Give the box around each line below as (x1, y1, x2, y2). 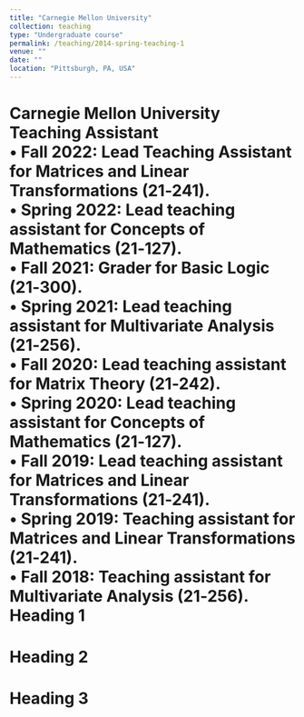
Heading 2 (9, 647, 89, 668)
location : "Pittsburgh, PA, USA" (9, 65, 136, 74)
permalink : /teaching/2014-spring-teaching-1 (9, 38, 184, 48)
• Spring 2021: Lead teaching (9, 296, 233, 317)
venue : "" (9, 47, 47, 56)
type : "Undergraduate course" (9, 30, 124, 39)
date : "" (9, 55, 43, 65)
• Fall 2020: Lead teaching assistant (9, 354, 287, 375)
